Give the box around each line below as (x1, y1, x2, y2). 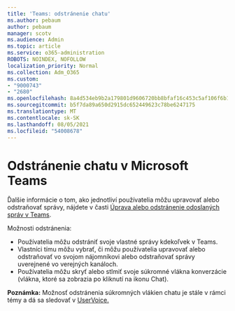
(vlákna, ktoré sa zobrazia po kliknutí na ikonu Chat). (17, 275, 169, 284)
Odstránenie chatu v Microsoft (7, 158, 189, 174)
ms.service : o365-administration (7, 50, 105, 57)
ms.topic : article (7, 43, 61, 50)
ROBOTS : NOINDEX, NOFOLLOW (7, 56, 86, 63)
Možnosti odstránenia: (7, 224, 72, 233)
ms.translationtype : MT (7, 108, 77, 115)
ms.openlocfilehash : (7, 95, 68, 102)
